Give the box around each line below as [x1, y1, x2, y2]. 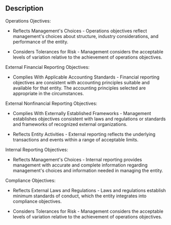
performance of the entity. [12, 39, 69, 45]
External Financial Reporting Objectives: [5, 64, 90, 70]
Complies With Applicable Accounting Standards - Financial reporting [12, 74, 160, 80]
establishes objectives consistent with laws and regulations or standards [12, 116, 166, 122]
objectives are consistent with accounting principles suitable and [12, 79, 150, 85]
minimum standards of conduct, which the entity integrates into [12, 193, 147, 199]
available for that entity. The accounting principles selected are [12, 85, 146, 91]
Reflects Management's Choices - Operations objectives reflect [12, 28, 147, 34]
